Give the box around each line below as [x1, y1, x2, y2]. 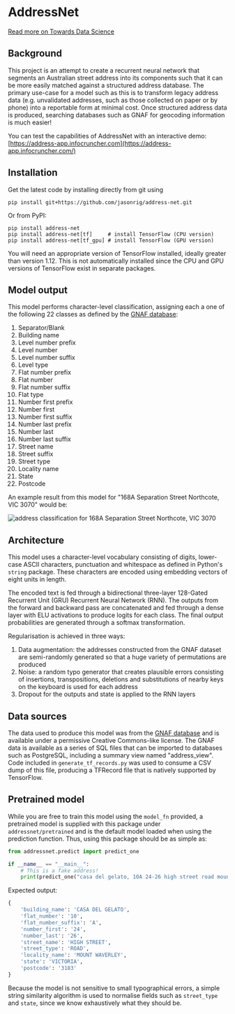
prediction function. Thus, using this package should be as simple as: [8, 834, 208, 843]
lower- [198, 553, 218, 561]
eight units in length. [8, 575, 67, 584]
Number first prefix [17, 398, 73, 406]
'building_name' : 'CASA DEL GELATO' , [20, 906, 130, 913]
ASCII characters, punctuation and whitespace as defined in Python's [23, 560, 223, 569]
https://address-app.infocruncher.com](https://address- [10, 139, 172, 147]
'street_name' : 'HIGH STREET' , [20, 939, 112, 946]
